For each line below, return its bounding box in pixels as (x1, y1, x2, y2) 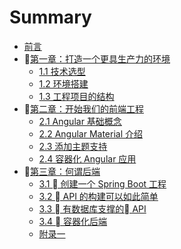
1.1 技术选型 (38, 65, 86, 77)
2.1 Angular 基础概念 (38, 115, 122, 127)
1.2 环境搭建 (38, 77, 89, 90)
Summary (9, 6, 92, 29)
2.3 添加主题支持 (38, 140, 108, 152)
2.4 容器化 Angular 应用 (38, 152, 137, 165)
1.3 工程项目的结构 (38, 90, 115, 102)
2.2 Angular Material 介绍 (38, 127, 143, 140)
